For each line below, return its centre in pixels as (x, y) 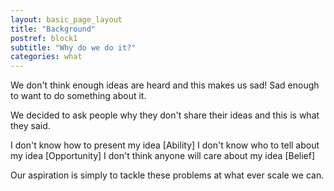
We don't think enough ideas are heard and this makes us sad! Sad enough (165, 85)
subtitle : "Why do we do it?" (73, 47)
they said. (30, 126)
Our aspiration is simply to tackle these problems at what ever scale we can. (167, 175)
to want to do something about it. (78, 96)
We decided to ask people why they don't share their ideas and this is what (165, 115)
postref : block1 (44, 38)
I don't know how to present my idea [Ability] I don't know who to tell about (165, 145)
